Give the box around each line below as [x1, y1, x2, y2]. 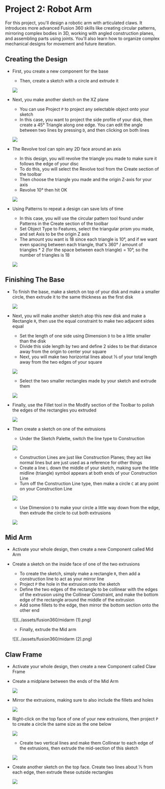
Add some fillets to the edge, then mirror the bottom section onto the [19, 602, 159, 608]
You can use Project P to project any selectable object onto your [19, 106, 149, 112]
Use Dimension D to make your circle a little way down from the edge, [19, 504, 160, 510]
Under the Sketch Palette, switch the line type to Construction [19, 435, 145, 441]
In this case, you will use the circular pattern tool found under [19, 215, 144, 221]
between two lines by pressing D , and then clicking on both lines [19, 127, 150, 133]
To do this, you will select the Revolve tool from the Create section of [19, 166, 159, 172]
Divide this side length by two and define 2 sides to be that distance [19, 343, 157, 349]
